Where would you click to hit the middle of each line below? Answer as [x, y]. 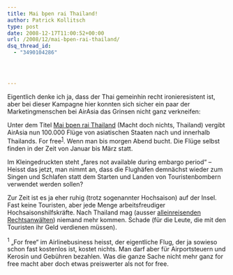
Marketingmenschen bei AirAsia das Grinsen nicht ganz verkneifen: [104, 111]
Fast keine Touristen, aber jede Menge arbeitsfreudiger [87, 205]
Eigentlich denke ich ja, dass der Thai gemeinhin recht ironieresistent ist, [111, 96]
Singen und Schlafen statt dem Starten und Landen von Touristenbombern [114, 176]
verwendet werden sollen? [45, 184]
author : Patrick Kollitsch [46, 20]
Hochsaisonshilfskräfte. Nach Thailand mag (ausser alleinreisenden [104, 212]
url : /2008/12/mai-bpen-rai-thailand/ [63, 40]
